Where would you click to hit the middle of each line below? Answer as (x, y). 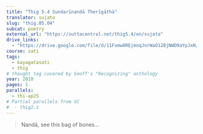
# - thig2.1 (23, 107)
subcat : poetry (25, 29)
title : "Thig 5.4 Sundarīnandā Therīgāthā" (62, 12)
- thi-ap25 (25, 96)
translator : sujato (31, 18)
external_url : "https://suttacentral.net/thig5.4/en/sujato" (85, 34)
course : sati (23, 51)
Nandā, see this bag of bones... (60, 124)
